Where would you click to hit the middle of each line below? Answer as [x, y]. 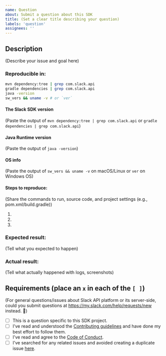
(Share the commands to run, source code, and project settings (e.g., [76, 199]
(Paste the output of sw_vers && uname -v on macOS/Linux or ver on [75, 171]
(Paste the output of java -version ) [42, 149]
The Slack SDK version [29, 109]
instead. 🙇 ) [16, 310]
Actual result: [22, 261]
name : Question [21, 10]
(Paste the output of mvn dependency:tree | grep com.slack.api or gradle [81, 120]
